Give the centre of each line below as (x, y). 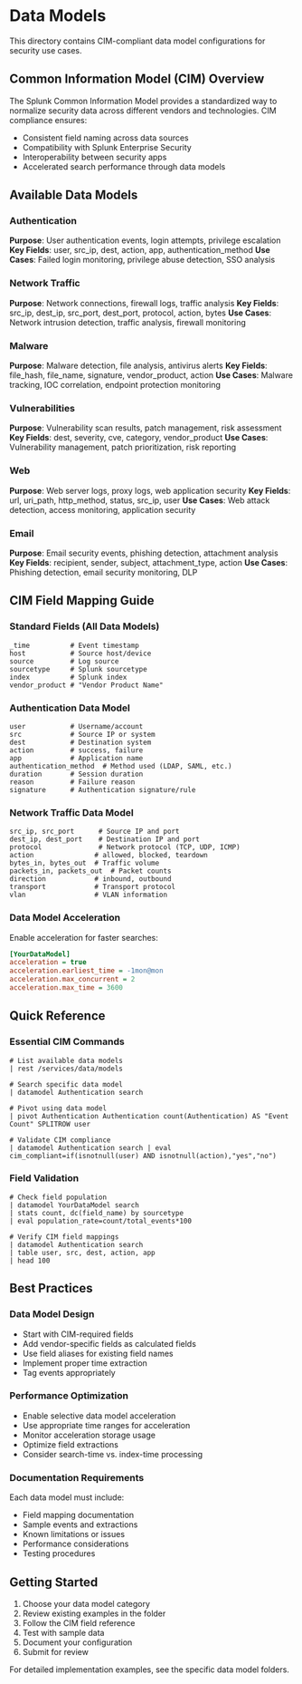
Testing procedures (59, 1553)
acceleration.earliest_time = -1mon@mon (87, 971)
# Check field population (58, 1197)
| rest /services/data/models (66, 1069)
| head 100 (30, 1261)
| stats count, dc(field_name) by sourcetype (96, 1213)
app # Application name (76, 758)
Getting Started (54, 1582)
